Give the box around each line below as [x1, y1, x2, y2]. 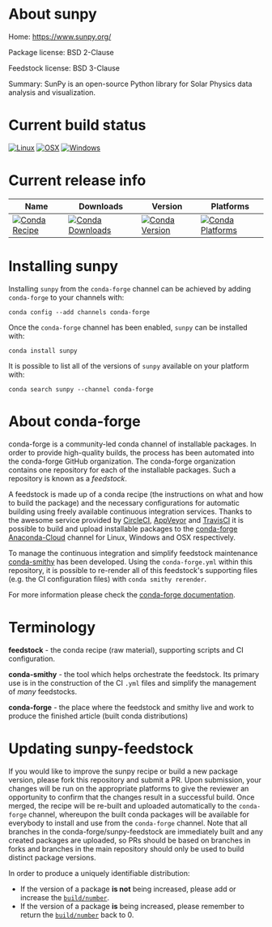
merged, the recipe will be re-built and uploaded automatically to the [8, 800, 237, 810]
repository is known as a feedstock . [8, 473, 128, 483]
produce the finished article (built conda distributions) [8, 711, 189, 721]
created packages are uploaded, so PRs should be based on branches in [8, 835, 251, 845]
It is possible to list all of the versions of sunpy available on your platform [8, 360, 249, 370]
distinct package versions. [8, 852, 96, 862]
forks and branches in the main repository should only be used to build [8, 843, 244, 853]
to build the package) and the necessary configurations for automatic [8, 498, 240, 507]
